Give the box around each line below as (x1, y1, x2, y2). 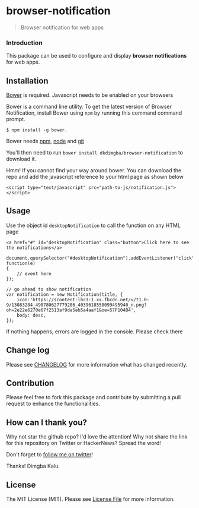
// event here (17, 270, 52, 277)
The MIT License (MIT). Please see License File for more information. (6, 496, 175, 503)
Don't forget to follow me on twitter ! (6, 451, 94, 458)
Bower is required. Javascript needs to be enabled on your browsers (6, 91, 174, 99)
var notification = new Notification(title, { (6, 291, 123, 298)
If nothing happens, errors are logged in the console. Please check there (6, 328, 183, 335)
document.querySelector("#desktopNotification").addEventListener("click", (6, 255, 197, 261)
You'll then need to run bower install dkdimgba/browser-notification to (6, 149, 184, 156)
